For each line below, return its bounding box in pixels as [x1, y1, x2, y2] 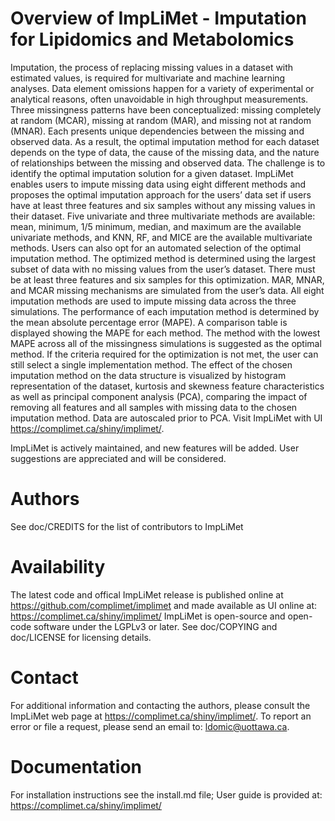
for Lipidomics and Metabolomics [10, 28, 295, 51]
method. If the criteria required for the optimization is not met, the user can [10, 348, 319, 360]
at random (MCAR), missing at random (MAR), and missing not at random [10, 114, 312, 126]
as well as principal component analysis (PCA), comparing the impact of [10, 390, 308, 402]
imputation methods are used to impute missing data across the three [10, 295, 297, 307]
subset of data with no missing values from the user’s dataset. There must [10, 263, 316, 275]
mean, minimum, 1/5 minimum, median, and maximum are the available [10, 220, 302, 232]
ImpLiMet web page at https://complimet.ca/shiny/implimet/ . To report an [10, 710, 312, 722]
